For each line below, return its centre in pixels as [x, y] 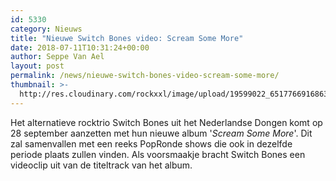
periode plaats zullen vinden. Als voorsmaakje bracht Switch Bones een [158, 154]
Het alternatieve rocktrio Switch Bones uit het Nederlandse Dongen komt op [166, 122]
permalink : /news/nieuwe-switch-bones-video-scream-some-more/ [145, 76]
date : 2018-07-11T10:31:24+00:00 [80, 47]
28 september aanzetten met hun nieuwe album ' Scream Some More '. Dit [161, 133]
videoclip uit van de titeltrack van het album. [101, 165]
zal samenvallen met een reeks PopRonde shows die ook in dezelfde [151, 143]
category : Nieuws [46, 29]
